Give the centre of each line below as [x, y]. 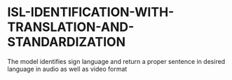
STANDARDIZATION [67, 42]
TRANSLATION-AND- [71, 27]
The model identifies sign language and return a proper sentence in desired [116, 61]
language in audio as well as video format [67, 69]
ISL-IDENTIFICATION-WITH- [91, 12]
